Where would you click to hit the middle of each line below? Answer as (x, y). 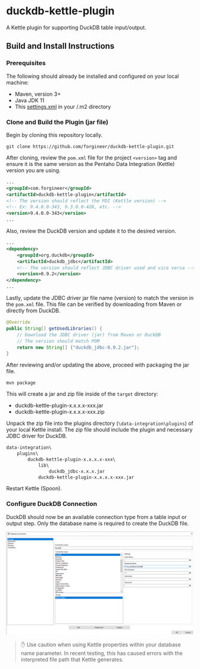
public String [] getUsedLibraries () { (54, 329)
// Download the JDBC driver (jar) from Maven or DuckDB (89, 334)
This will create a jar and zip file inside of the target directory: (82, 394)
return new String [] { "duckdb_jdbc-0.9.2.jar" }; (78, 347)
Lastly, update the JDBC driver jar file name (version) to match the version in (100, 298)
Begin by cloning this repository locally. (54, 135)
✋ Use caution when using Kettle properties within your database (101, 645)
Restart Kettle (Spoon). (34, 489)
